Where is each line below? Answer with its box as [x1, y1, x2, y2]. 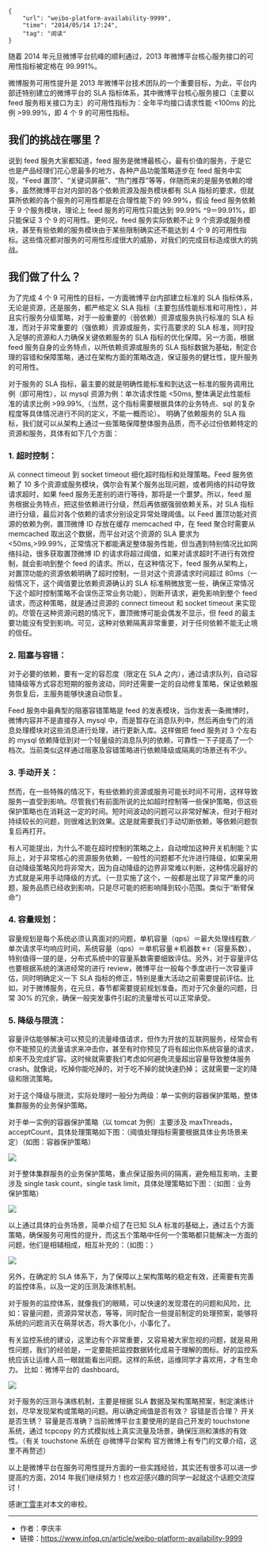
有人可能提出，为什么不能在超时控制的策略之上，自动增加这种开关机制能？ [8, 843, 251, 853]
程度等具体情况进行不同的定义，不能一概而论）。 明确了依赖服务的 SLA [8, 409, 237, 418]
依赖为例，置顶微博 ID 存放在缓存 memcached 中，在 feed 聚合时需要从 [21, 519, 256, 528]
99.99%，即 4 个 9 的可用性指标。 [21, 108, 134, 117]
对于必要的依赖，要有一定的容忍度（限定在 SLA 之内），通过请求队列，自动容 [8, 669, 258, 679]
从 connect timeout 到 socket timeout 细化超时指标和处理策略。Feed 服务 [8, 469, 247, 479]
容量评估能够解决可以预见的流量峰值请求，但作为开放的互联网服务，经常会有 [8, 1034, 258, 1044]
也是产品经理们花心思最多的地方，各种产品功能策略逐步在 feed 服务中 [8, 165, 235, 175]
